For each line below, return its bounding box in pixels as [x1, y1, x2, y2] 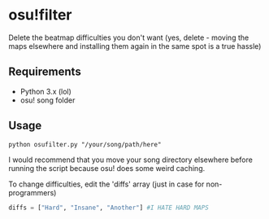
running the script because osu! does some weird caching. [8, 163, 206, 173]
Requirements [8, 65, 81, 79]
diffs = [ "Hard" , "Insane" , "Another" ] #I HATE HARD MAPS [8, 204, 209, 212]
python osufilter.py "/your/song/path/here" [8, 140, 162, 148]
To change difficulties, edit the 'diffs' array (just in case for [8, 179, 205, 189]
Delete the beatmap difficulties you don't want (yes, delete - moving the [8, 33, 249, 42]
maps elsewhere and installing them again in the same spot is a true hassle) [8, 41, 262, 50]
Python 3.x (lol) [20, 86, 72, 96]
